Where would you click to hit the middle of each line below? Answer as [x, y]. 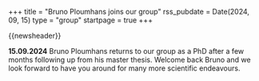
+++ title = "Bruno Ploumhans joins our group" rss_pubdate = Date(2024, [129, 12]
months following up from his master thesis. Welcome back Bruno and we [129, 60]
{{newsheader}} [35, 36]
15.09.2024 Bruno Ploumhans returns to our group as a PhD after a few [126, 51]
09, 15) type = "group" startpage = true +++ [81, 20]
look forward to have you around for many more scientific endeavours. [124, 68]
